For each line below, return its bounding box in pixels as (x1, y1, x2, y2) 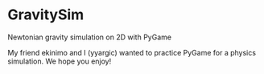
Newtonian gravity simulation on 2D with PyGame (7, 32, 172, 42)
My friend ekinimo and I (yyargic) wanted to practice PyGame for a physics (7, 47, 257, 57)
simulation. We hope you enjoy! (7, 56, 112, 66)
